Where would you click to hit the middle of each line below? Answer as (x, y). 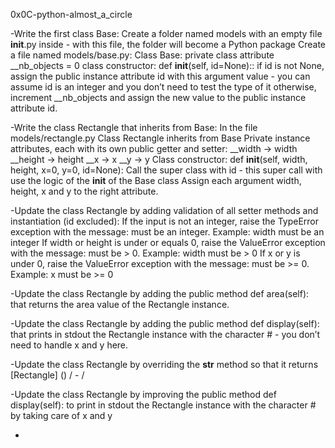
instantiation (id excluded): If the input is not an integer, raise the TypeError (165, 221)
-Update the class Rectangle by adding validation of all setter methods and (164, 210)
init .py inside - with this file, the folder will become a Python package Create (168, 44)
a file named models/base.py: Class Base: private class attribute (142, 55)
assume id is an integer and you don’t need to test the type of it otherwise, (163, 87)
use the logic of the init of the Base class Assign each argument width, (156, 180)
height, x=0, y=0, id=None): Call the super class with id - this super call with (166, 170)
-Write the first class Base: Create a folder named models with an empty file (166, 33)
